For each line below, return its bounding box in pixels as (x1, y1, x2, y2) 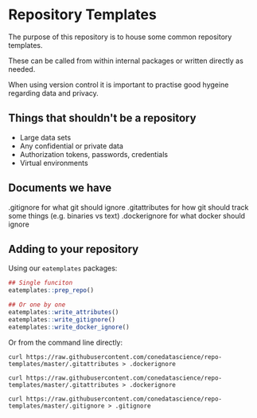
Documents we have (8, 181, 112, 195)
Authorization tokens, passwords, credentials (19, 149, 169, 159)
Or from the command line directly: (8, 337, 123, 347)
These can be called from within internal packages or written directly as (8, 56, 244, 65)
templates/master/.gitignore (8, 401, 105, 410)
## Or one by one (8, 301, 66, 309)
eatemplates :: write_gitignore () (8, 315, 115, 324)
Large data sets (19, 132, 72, 142)
